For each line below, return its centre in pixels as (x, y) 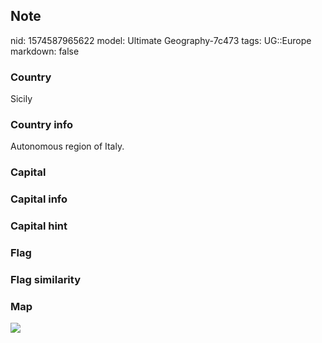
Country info (41, 125)
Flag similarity (45, 280)
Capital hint (39, 226)
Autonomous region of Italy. (67, 146)
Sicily (21, 99)
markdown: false (45, 51)
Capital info (39, 199)
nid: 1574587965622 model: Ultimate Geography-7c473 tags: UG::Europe (161, 40)
